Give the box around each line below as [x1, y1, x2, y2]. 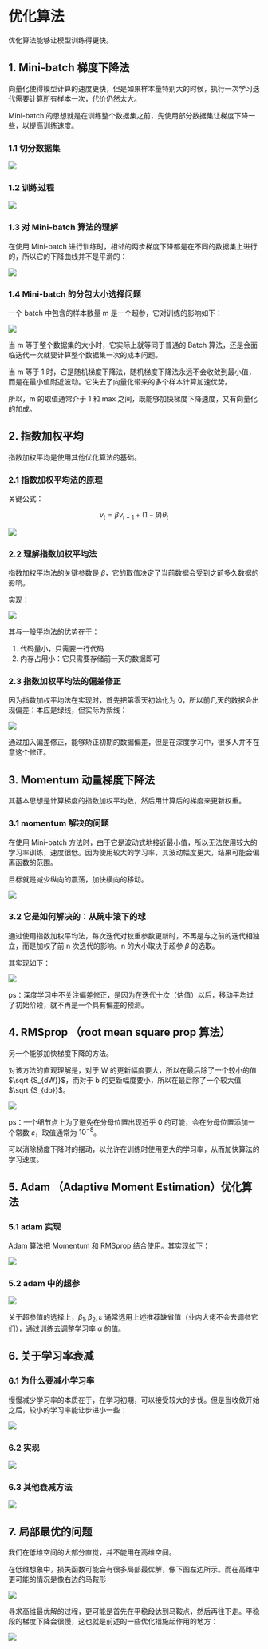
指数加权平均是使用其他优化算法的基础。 [8, 452, 141, 462]
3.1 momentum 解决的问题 [8, 818, 109, 829]
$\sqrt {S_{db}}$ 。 [8, 1085, 70, 1095]
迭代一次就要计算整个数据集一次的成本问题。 [14, 349, 162, 360]
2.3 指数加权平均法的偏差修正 [8, 676, 122, 687]
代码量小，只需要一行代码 [19, 644, 104, 654]
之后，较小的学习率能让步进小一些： [8, 1404, 128, 1415]
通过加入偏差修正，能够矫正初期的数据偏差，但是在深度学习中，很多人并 [8, 737, 246, 747]
